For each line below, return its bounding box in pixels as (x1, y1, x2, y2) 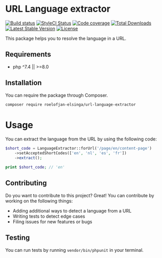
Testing (5, 233, 30, 242)
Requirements (5, 50, 51, 59)
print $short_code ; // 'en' (5, 165, 65, 170)
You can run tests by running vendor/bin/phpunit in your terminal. (5, 247, 144, 253)
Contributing (5, 179, 47, 187)
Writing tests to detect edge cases (12, 213, 85, 219)
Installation (5, 79, 42, 87)
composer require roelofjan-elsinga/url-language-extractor (5, 102, 136, 107)
